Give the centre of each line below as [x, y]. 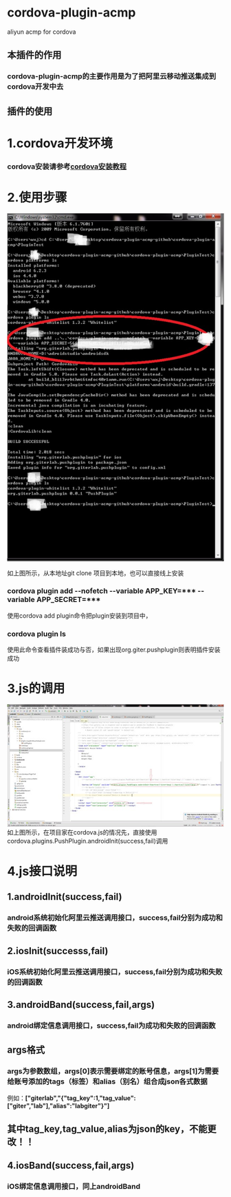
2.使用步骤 [37, 197]
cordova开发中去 [35, 87]
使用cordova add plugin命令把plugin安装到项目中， [79, 615]
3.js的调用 [36, 689]
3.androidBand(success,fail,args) [81, 1005]
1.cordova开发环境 [60, 143]
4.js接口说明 [42, 871]
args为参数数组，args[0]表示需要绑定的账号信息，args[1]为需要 [113, 1071]
